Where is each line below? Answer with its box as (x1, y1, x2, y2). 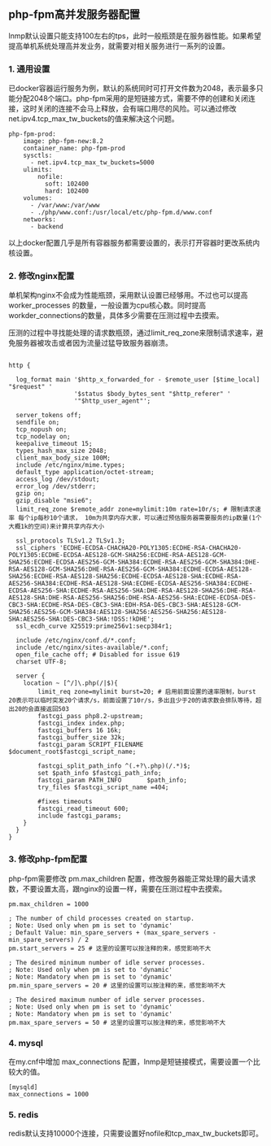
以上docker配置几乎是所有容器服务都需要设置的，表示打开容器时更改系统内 (8, 238, 260, 248)
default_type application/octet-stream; (15, 468, 155, 477)
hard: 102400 (44, 187, 90, 195)
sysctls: (23, 151, 53, 160)
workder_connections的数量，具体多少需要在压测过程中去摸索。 (8, 311, 224, 320)
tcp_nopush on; (15, 425, 68, 434)
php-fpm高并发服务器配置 (8, 7, 141, 22)
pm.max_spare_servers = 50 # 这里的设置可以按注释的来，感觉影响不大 (8, 1018, 226, 1026)
